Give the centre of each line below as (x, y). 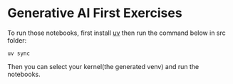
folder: (17, 40)
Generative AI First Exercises (95, 13)
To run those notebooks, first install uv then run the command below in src (116, 33)
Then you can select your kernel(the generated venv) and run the (103, 66)
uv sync (19, 53)
